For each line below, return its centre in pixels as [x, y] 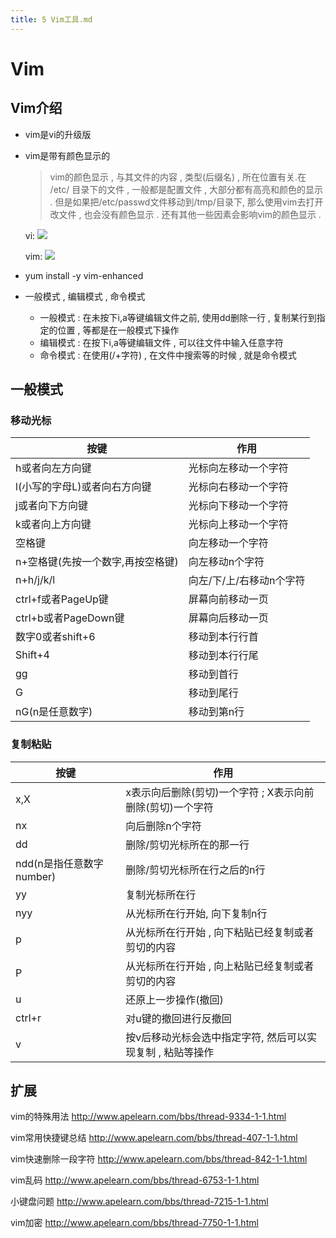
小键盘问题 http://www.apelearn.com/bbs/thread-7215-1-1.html [139, 1202]
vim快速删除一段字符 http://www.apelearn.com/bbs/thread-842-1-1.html [159, 1159]
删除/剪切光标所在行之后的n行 [195, 869]
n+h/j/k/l [35, 580]
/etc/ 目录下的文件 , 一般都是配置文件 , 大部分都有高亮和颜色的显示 [186, 189]
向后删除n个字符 [163, 826]
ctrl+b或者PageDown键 [70, 618]
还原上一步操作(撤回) [174, 999]
